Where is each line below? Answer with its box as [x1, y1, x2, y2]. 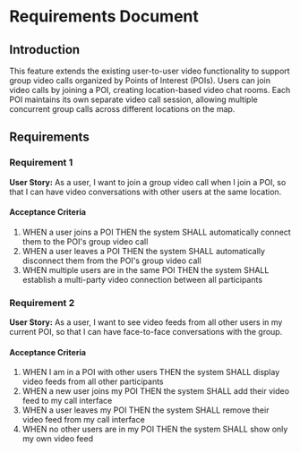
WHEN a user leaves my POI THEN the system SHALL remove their [21, 405, 270, 415]
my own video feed [21, 433, 94, 444]
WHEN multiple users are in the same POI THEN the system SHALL [21, 264, 270, 275]
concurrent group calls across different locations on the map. [9, 104, 236, 114]
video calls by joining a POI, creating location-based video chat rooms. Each [9, 85, 291, 95]
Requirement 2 [9, 296, 75, 309]
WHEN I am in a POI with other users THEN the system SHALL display [21, 367, 280, 378]
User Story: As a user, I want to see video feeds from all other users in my [9, 317, 283, 328]
